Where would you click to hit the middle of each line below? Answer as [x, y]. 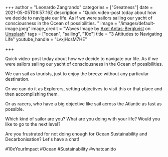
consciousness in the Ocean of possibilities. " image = [61, 23]
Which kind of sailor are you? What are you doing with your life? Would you [83, 119]
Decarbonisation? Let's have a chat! [42, 139]
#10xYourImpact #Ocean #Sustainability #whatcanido [61, 149]
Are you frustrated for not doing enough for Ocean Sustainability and [76, 134]
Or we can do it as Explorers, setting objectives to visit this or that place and [84, 89]
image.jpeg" [18, 29]
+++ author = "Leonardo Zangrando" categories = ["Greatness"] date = [79, 7]
